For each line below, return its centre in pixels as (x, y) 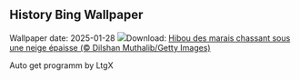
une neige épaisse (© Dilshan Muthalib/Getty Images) (110, 47)
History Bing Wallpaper (76, 15)
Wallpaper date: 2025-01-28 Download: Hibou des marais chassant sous (150, 38)
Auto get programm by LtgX (61, 65)
